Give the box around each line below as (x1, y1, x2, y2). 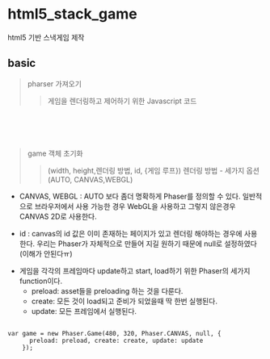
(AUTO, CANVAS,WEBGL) (47, 174, 133, 184)
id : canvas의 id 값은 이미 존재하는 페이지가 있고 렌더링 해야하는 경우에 (19, 228, 243, 238)
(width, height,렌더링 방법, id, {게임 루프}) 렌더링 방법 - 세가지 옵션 (47, 165, 260, 175)
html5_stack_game (7, 5, 138, 23)
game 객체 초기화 (27, 148, 83, 158)
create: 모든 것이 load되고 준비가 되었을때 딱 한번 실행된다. (31, 296, 217, 306)
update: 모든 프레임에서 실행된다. (31, 306, 137, 315)
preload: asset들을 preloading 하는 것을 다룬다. (31, 286, 184, 295)
